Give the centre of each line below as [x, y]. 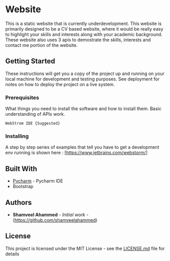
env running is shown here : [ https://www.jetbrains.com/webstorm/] [76, 153]
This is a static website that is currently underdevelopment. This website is [83, 23]
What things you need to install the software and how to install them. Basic [83, 109]
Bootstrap [23, 187]
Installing [17, 136]
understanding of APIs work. [35, 114]
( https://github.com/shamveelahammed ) [55, 220]
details [12, 254]
